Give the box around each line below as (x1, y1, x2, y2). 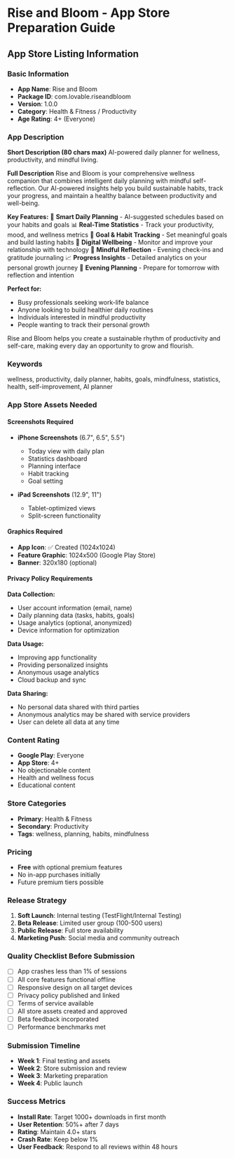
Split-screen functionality (27, 511, 102, 520)
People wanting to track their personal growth (17, 321, 150, 329)
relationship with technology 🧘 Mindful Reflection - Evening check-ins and (7, 246, 224, 254)
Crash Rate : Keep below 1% (17, 1135, 99, 1143)
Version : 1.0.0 (17, 100, 58, 108)
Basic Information (7, 69, 69, 79)
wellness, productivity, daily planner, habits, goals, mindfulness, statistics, (7, 375, 221, 383)
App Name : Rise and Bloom (17, 84, 98, 93)
